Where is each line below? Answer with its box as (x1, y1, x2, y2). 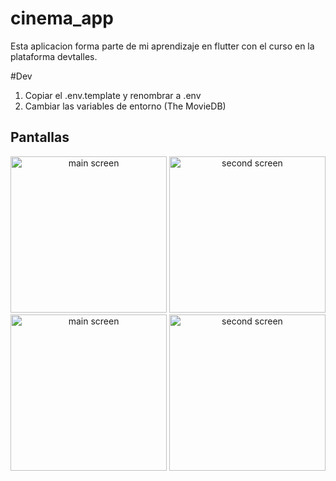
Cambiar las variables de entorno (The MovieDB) (24, 100, 227, 112)
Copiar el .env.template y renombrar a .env (24, 89, 202, 101)
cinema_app (10, 7, 114, 30)
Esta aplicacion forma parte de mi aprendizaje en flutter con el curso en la (10, 40, 315, 52)
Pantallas (10, 129, 70, 146)
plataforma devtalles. (10, 50, 98, 62)
